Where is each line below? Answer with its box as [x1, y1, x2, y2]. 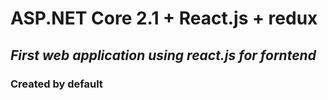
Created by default [10, 77, 103, 91]
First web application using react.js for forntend [10, 47, 317, 64]
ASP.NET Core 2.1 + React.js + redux [10, 7, 318, 30]
